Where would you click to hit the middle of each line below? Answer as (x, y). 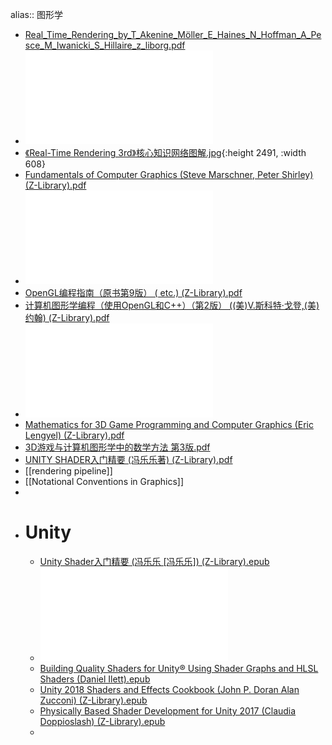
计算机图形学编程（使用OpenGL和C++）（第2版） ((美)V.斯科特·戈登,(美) (172, 305)
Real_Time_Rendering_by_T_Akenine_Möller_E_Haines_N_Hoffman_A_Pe (173, 34)
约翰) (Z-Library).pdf (67, 317)
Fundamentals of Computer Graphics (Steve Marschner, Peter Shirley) (169, 174)
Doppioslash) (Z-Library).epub (102, 721)
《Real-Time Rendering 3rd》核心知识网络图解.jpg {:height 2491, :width (165, 152)
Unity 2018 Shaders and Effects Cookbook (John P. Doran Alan (169, 689)
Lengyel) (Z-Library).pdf (74, 435)
